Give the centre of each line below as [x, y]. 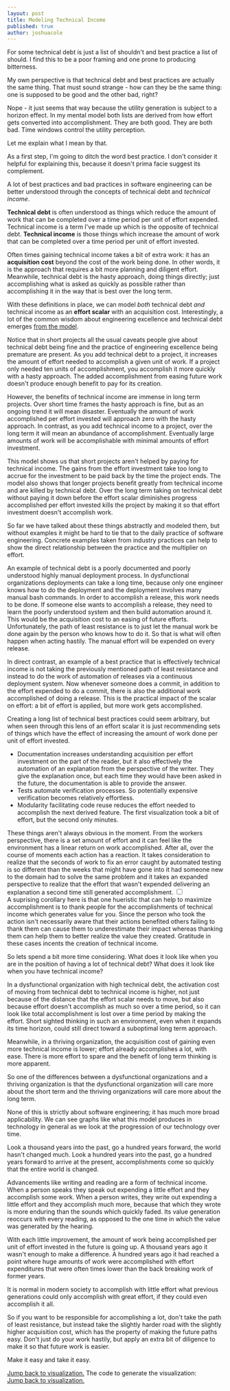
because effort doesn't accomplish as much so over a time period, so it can [114, 1006]
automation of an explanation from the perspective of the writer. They [115, 769]
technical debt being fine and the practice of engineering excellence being [113, 347]
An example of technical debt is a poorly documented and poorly [99, 568]
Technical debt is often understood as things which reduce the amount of [112, 212]
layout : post [26, 13]
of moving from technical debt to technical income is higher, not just [104, 992]
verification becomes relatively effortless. [76, 798]
